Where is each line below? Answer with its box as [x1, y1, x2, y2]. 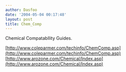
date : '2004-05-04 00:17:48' [5, 12, 67, 17]
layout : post [5, 17, 33, 22]
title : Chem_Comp [5, 21, 42, 27]
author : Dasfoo [5, 7, 37, 13]
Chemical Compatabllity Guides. [5, 35, 72, 41]
